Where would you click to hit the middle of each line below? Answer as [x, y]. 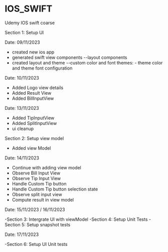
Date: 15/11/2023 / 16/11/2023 [35, 209]
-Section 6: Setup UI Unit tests [36, 244]
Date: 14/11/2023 [22, 158]
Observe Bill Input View [36, 173]
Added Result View [32, 93]
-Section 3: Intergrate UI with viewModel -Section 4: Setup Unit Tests [76, 219]
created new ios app [33, 52]
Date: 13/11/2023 [22, 108]
